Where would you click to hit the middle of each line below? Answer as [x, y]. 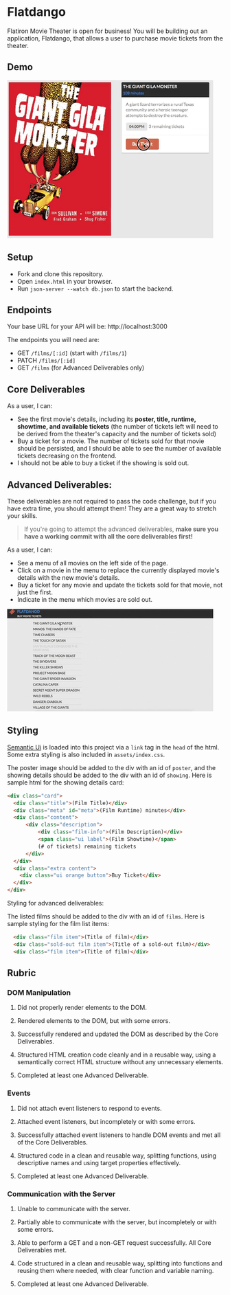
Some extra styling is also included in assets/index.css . [86, 754]
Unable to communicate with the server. [73, 1208]
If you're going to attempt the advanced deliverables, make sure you [121, 529]
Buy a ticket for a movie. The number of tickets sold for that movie [111, 441]
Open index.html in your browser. [65, 281]
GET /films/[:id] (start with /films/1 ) [72, 353]
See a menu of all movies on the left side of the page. [92, 563]
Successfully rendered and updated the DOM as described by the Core [117, 1034]
